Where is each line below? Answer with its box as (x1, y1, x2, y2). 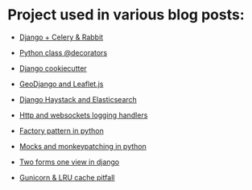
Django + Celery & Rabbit (19, 32, 104, 42)
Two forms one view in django (19, 157, 120, 167)
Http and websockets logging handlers (19, 110, 148, 120)
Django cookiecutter (19, 63, 88, 73)
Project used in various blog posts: (7, 6, 245, 24)
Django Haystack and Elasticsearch (19, 94, 138, 104)
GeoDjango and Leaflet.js (19, 79, 104, 89)
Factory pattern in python (19, 126, 104, 135)
